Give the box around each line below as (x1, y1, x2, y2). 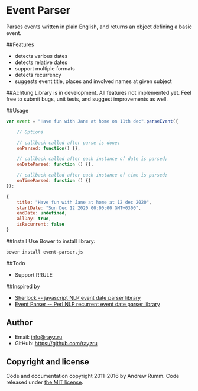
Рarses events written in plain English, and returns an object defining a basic (6, 23, 192, 30)
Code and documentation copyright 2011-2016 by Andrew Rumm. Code (6, 373, 180, 380)
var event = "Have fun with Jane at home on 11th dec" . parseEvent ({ (6, 118, 178, 124)
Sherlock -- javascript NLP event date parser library (14, 294, 141, 301)
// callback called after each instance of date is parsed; (17, 156, 168, 162)
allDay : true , (17, 216, 51, 222)
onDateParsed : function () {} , (17, 161, 94, 168)
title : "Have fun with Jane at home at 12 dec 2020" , (17, 199, 152, 205)
